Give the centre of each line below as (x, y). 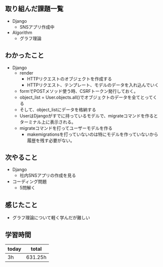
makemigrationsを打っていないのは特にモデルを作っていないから (93, 134)
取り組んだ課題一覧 (34, 9)
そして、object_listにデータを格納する (58, 110)
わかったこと (25, 56)
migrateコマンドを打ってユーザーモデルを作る (66, 128)
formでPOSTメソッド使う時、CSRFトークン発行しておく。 (79, 91)
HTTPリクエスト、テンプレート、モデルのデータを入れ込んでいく (93, 85)
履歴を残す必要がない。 (51, 140)
